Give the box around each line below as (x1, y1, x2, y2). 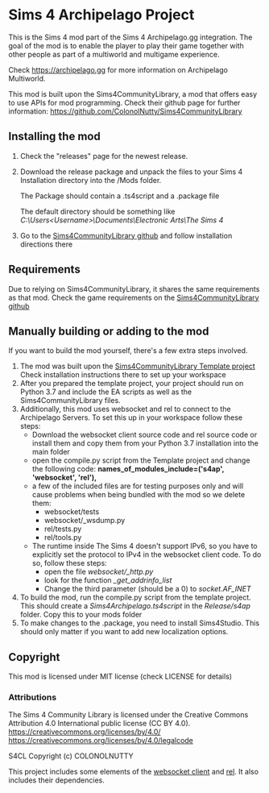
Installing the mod (8, 130, 101, 143)
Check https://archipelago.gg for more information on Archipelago (8, 64, 228, 74)
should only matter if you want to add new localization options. (19, 627, 229, 637)
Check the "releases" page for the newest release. (19, 151, 188, 160)
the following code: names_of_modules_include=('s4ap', (31, 464, 225, 474)
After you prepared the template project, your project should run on (19, 379, 244, 388)
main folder (31, 447, 70, 457)
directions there (19, 239, 73, 249)
